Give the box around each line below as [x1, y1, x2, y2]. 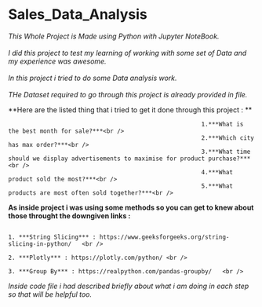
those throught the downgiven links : [8, 210, 131, 221]
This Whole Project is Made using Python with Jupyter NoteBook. [8, 31, 220, 41]
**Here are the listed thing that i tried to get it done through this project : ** [8, 104, 253, 115]
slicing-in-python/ [8, 239, 72, 248]
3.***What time [201, 148, 251, 155]
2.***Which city [201, 133, 255, 142]
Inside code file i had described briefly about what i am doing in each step [8, 281, 249, 291]
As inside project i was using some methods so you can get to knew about [8, 203, 254, 212]
